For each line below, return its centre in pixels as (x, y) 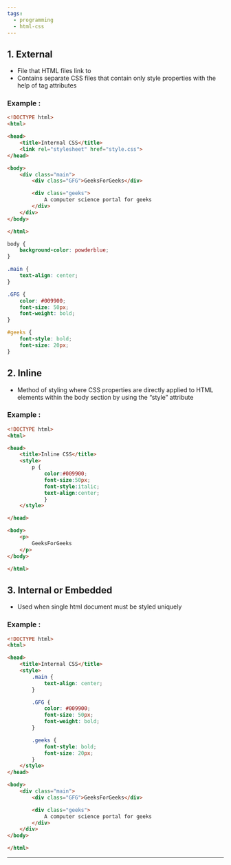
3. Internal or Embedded (60, 590)
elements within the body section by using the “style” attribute (105, 397)
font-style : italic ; (71, 487)
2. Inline (25, 373)
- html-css (29, 26)
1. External (30, 54)
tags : (15, 13)
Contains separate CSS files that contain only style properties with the (117, 78)
